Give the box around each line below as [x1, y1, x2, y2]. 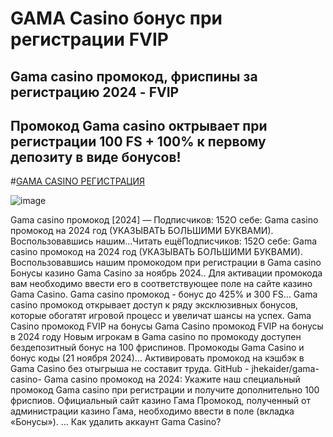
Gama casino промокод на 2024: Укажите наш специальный [43, 373, 301, 386]
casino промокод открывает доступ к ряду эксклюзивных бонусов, [10, 299, 299, 311]
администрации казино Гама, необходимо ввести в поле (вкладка [10, 405, 295, 417]
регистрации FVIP [10, 28, 169, 51]
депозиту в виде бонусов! [10, 148, 182, 166]
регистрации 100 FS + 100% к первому [10, 133, 267, 150]
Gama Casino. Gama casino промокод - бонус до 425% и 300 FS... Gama [10, 288, 318, 301]
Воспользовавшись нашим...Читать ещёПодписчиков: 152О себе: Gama [10, 235, 318, 247]
